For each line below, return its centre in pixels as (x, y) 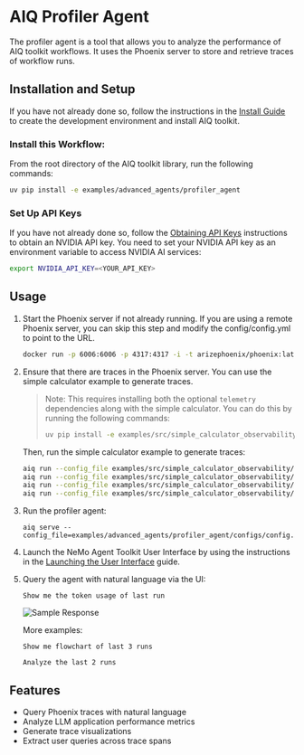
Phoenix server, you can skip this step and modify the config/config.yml (157, 328)
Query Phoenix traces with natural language (104, 712)
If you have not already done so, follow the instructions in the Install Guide (147, 111)
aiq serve (41, 528)
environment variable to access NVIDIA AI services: (105, 252)
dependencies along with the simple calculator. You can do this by (168, 408)
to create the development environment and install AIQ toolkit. (124, 120)
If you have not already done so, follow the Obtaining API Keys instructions (148, 233)
